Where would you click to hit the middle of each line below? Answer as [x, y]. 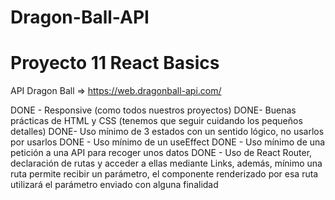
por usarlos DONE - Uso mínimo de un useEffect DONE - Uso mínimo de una [168, 142]
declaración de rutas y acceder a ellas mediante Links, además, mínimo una [166, 163]
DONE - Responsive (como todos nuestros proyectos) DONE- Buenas [153, 110]
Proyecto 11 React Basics [115, 63]
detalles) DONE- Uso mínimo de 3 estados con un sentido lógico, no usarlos [167, 132]
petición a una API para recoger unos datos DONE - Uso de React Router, [161, 153]
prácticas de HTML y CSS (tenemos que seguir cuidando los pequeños [156, 121]
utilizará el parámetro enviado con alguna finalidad [114, 185]
